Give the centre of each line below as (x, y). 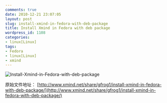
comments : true (21, 10)
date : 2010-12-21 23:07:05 (33, 14)
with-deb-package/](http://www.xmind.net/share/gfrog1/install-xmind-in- (81, 90)
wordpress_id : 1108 (25, 33)
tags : (11, 47)
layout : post (19, 19)
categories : (17, 38)
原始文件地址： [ (22, 85)
